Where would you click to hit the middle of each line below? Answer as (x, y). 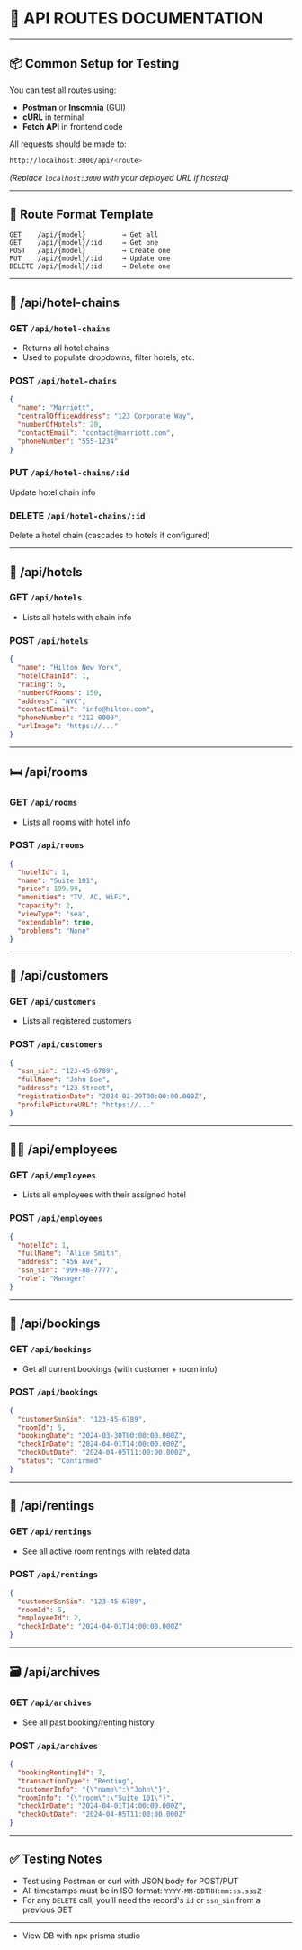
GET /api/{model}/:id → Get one (84, 243)
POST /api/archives (54, 1746)
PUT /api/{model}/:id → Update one (90, 259)
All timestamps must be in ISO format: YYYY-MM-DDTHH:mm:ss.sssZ (142, 1891)
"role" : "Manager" (52, 1279)
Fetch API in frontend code (72, 126)
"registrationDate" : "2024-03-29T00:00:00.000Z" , (112, 1097)
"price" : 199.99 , (50, 889)
